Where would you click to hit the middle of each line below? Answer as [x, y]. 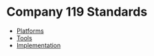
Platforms [30, 31]
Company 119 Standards [77, 12]
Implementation [38, 45]
